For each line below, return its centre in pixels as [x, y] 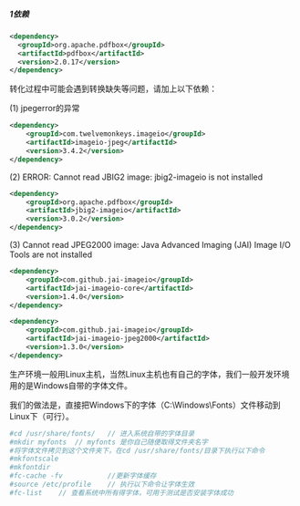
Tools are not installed [51, 254]
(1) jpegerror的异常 [45, 108]
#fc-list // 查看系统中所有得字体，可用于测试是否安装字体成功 [122, 492]
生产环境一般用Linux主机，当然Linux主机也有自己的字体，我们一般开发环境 [150, 374]
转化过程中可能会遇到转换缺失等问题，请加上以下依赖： [113, 89]
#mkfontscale [34, 459]
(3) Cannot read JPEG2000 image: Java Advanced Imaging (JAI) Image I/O [150, 245]
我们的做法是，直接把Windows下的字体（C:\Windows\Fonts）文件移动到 [145, 405]
